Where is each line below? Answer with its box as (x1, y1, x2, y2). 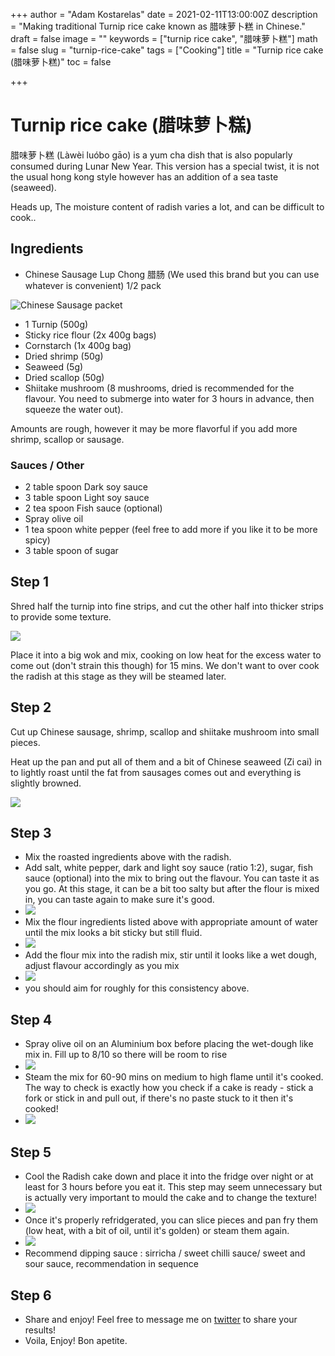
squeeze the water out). (24, 403, 124, 415)
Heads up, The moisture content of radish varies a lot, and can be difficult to (10, 200, 325, 213)
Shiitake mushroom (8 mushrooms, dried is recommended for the (24, 382, 295, 394)
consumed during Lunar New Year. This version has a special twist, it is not (10, 160, 320, 172)
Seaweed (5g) (24, 360, 84, 373)
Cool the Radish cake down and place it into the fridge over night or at (24, 1170, 314, 1183)
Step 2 (10, 699, 52, 716)
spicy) (24, 534, 51, 546)
